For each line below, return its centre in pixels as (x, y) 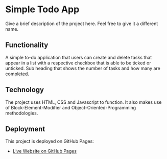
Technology (25, 90)
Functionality (27, 45)
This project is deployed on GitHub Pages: (50, 141)
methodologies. (22, 113)
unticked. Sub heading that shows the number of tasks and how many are (83, 68)
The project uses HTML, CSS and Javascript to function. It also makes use (83, 102)
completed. (17, 74)
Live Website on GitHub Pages (45, 151)
